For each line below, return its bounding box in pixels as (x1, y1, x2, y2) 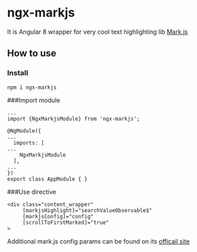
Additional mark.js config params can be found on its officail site (7, 237, 190, 245)
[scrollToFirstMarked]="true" (22, 219, 110, 226)
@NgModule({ (7, 127, 41, 134)
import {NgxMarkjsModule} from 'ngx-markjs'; (7, 115, 140, 122)
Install (7, 68, 29, 78)
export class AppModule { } (7, 176, 88, 182)
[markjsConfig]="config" (22, 213, 94, 220)
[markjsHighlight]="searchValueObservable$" (22, 207, 153, 214)
